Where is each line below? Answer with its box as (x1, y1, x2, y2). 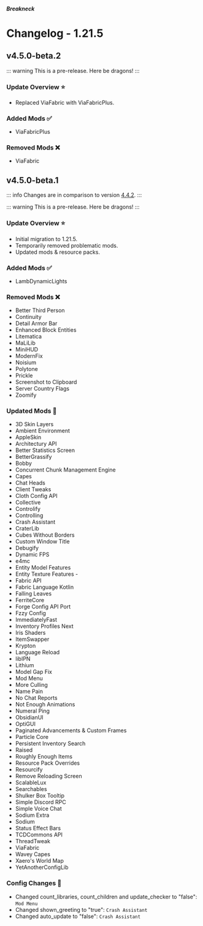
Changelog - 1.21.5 (6, 26, 104, 40)
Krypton (15, 642, 36, 649)
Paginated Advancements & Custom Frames (15, 727, 127, 734)
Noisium (15, 359, 37, 366)
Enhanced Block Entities (15, 326, 77, 334)
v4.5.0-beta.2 (6, 51, 61, 61)
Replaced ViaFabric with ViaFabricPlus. (15, 99, 115, 106)
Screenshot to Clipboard (15, 378, 77, 386)
